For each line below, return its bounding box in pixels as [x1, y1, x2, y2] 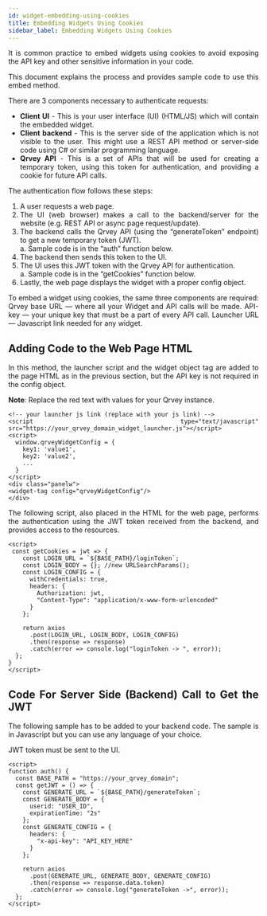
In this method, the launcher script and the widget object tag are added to [8, 363, 259, 373]
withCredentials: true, [29, 575, 109, 584]
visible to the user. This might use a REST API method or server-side [19, 137, 259, 147]
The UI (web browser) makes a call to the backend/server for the [19, 210, 259, 220]
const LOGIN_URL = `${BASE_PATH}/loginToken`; [22, 554, 180, 562]
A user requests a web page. [19, 202, 114, 211]
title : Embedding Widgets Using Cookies [8, 19, 145, 27]
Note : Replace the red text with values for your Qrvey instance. [8, 395, 215, 405]
